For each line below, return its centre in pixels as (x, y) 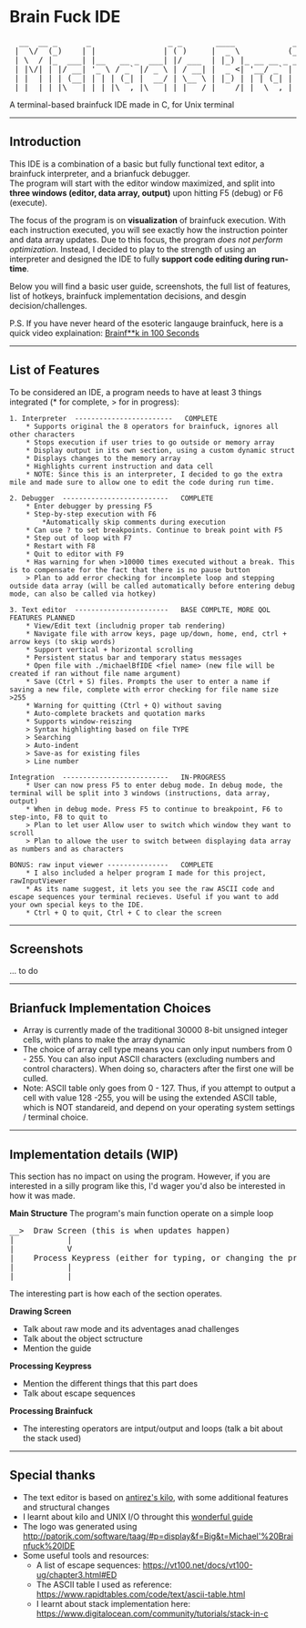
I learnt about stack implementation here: (113, 1603)
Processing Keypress (51, 1366)
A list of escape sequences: (88, 1565)
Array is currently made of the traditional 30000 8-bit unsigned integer (155, 1030)
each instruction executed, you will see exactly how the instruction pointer (149, 230)
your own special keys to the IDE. (77, 905)
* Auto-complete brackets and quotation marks (116, 713)
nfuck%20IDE (49, 1545)
